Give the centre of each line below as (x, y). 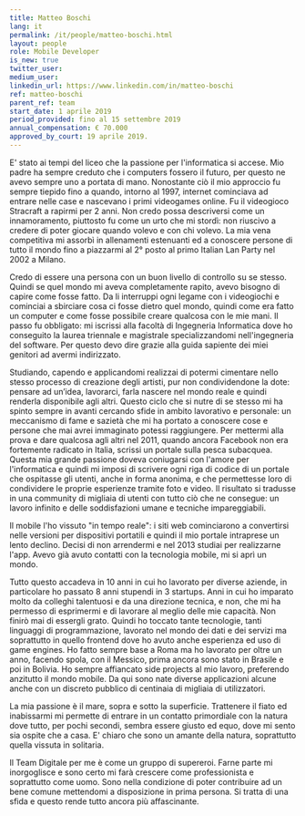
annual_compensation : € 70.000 (69, 129)
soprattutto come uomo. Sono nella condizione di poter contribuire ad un (146, 781)
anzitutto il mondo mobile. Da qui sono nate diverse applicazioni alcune (143, 678)
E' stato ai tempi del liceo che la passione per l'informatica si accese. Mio (147, 162)
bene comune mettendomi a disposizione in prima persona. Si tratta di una (149, 791)
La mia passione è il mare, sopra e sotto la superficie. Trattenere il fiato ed (148, 706)
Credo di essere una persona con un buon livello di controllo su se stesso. (148, 277)
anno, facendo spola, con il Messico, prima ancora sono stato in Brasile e (147, 659)
